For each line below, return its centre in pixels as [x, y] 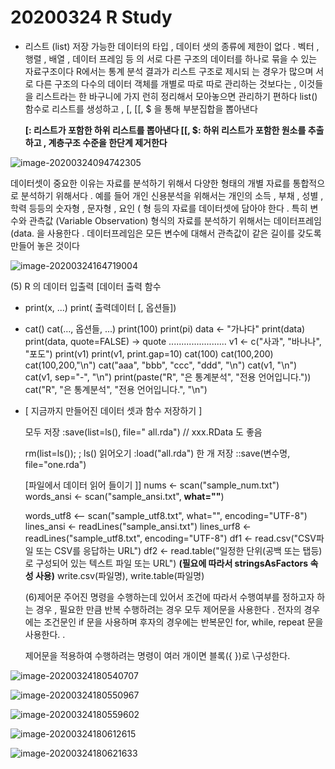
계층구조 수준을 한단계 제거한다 [108, 142]
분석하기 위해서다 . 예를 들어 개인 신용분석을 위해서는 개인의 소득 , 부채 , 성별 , [172, 195]
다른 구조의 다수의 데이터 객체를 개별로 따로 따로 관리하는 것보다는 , [166, 83]
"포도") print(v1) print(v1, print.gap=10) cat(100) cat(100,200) [149, 353]
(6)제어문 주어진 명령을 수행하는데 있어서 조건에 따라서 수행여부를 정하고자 [169, 597]
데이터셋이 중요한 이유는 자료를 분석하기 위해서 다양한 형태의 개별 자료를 [150, 183]
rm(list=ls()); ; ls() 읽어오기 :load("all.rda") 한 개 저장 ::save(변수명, [157, 453]
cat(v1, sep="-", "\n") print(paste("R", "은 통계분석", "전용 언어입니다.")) [168, 377]
